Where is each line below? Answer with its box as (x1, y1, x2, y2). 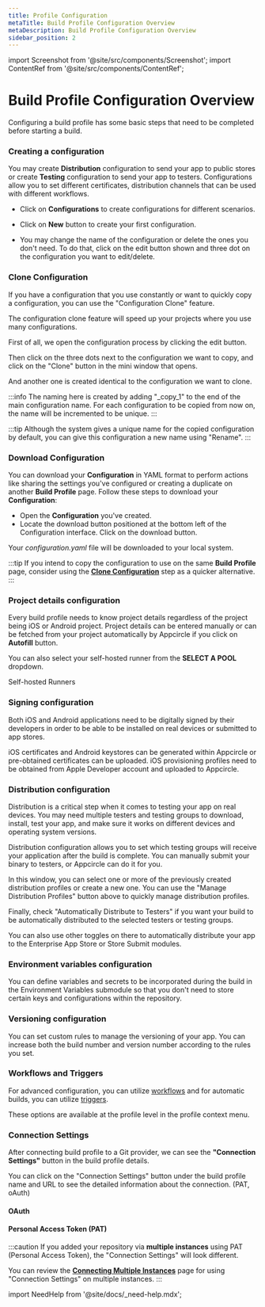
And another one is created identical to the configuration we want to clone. (8, 376, 252, 386)
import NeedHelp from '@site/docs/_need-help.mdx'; (8, 1289, 182, 1299)
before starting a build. (8, 126, 83, 135)
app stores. (8, 732, 45, 741)
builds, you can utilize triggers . (8, 1094, 109, 1103)
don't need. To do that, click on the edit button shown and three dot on (19, 243, 251, 253)
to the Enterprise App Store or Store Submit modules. (8, 939, 182, 948)
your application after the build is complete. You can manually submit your (8, 851, 250, 860)
